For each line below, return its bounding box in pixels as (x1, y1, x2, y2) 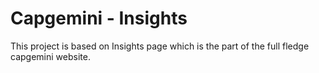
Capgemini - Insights (10, 7, 188, 30)
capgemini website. (10, 50, 91, 62)
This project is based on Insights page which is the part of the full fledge (10, 40, 310, 52)
